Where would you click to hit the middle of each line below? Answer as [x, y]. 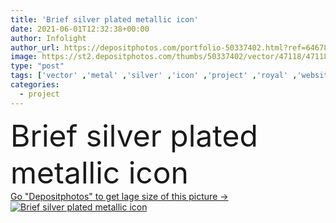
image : [24, 57]
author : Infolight [48, 38]
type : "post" [37, 66]
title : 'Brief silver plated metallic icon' [104, 19]
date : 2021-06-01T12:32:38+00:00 [80, 29]
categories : [35, 85]
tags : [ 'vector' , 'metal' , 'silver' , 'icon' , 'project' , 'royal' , [154, 76]
